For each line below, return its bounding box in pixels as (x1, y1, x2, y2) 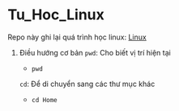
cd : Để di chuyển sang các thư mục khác (19, 79, 156, 88)
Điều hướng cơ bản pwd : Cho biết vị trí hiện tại (19, 47, 171, 57)
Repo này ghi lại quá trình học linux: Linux (7, 32, 147, 42)
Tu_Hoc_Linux (7, 6, 104, 24)
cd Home (31, 96, 58, 104)
